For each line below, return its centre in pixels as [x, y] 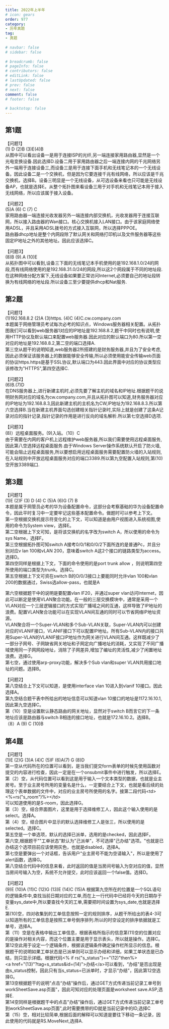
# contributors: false [29, 71]
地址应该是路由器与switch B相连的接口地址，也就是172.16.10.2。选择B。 [79, 717]
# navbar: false [22, 47]
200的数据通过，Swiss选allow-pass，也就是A [53, 582]
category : [16, 24]
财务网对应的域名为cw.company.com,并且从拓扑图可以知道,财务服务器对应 [86, 397]
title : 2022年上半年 [25, 10]
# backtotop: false [26, 109]
